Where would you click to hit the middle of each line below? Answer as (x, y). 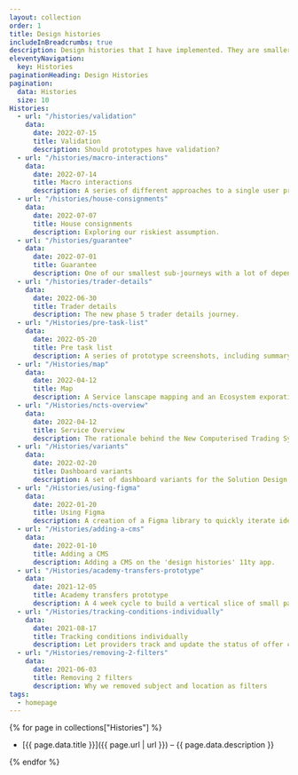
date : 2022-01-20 (65, 504)
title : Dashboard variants (82, 471)
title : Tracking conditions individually (110, 637)
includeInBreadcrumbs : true (61, 42)
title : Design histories (55, 34)
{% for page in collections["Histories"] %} (86, 728)
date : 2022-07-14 (65, 174)
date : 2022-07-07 (65, 215)
